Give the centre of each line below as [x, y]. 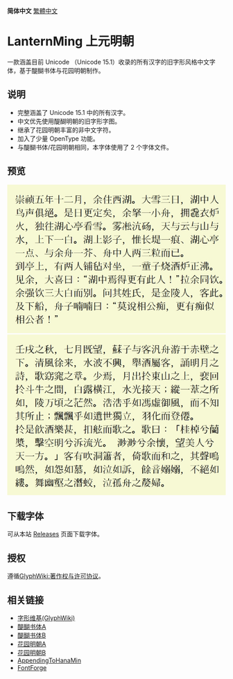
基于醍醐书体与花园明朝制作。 [62, 70]
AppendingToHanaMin [49, 660]
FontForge [32, 668]
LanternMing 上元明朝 [71, 42]
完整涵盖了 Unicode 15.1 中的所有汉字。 [73, 112]
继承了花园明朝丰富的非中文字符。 [66, 130]
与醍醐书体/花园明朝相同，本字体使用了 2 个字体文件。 [95, 147]
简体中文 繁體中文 [32, 11]
